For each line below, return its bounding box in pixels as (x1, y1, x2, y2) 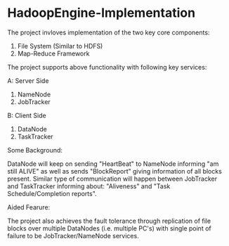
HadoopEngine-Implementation (7, 5, 195, 21)
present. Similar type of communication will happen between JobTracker (7, 174, 218, 183)
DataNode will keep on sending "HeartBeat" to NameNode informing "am (7, 160, 219, 168)
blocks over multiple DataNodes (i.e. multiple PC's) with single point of (7, 224, 212, 233)
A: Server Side (7, 76, 49, 85)
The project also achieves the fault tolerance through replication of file (7, 216, 211, 225)
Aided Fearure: (7, 202, 51, 212)
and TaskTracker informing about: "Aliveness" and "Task (7, 181, 171, 190)
